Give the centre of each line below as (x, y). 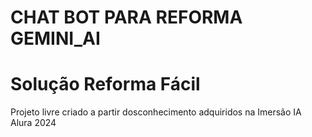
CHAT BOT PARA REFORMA (126, 17)
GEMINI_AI (55, 38)
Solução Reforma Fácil (105, 84)
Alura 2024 (33, 123)
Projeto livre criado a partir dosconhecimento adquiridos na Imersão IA (156, 112)
